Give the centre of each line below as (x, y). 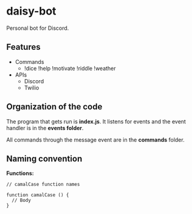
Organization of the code (54, 107)
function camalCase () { (38, 195)
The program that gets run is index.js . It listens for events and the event (96, 121)
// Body (22, 201)
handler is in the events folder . (45, 128)
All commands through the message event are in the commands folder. (95, 140)
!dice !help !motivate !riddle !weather (70, 68)
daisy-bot (31, 11)
